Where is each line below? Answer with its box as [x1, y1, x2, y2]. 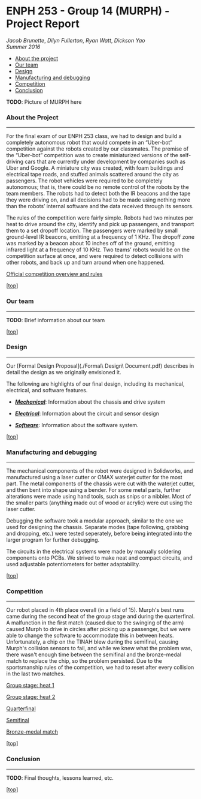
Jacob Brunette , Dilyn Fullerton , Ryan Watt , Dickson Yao [6, 37, 145, 44]
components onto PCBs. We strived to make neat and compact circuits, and [6, 554, 193, 561]
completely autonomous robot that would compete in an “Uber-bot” [6, 139, 173, 146]
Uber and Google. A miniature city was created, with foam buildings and [6, 164, 184, 172]
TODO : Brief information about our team [6, 316, 105, 323]
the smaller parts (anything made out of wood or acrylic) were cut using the [6, 499, 193, 506]
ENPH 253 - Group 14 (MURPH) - [6, 4, 170, 18]
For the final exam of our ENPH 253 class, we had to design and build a [6, 133, 182, 140]
